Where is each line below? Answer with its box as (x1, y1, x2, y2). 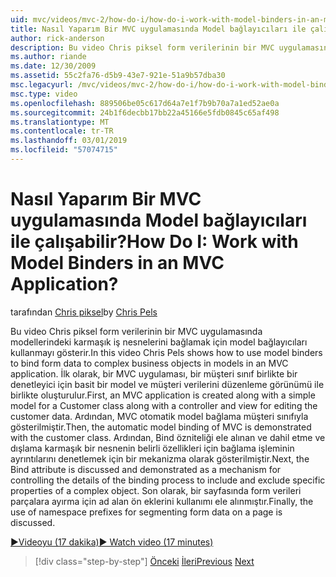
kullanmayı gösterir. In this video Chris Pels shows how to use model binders (10, 346, 323, 358)
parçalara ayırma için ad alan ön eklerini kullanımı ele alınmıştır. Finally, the (10, 495, 314, 507)
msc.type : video (10, 89, 78, 99)
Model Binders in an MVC (10, 252, 225, 275)
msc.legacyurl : (10, 80, 74, 90)
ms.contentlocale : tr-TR (10, 126, 114, 136)
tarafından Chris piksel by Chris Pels (10, 306, 158, 318)
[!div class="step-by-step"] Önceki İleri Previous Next (34, 555, 255, 567)
